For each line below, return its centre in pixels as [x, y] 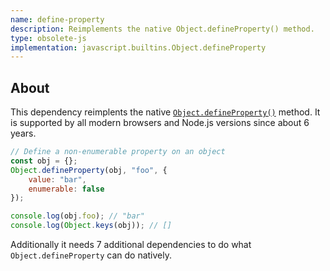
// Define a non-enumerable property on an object [118, 152]
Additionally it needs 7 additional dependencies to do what [131, 245]
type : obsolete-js [48, 38]
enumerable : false [66, 189]
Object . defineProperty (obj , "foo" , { [89, 170]
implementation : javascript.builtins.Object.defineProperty [138, 47]
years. [23, 133]
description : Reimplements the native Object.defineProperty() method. [162, 29]
